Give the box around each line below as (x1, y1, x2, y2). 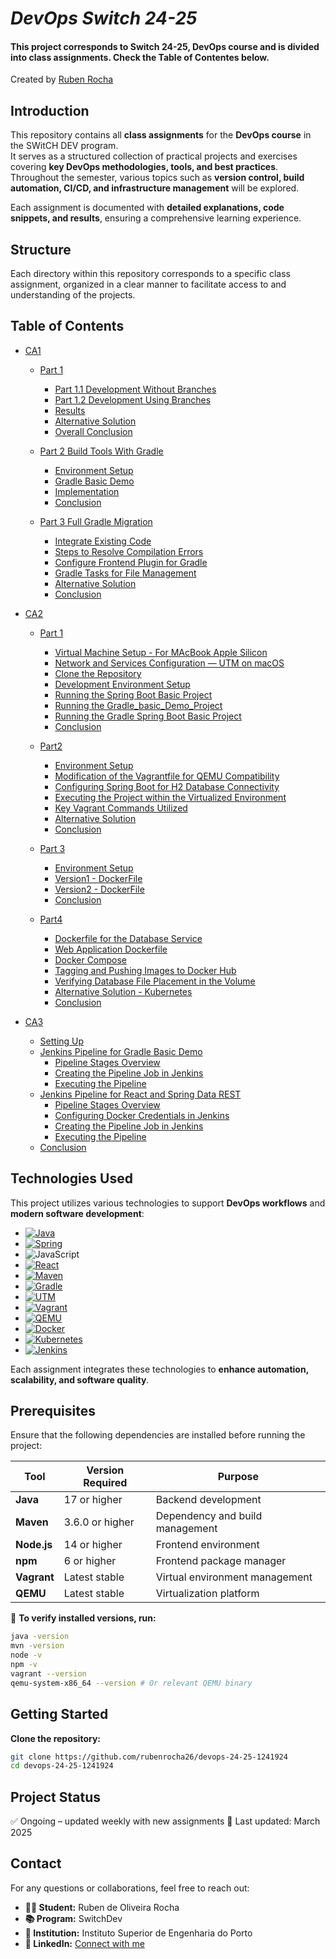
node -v (10, 1650, 43, 1661)
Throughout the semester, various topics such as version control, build (10, 172, 305, 184)
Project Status (10, 1788, 102, 1806)
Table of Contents (10, 318, 125, 335)
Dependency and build (155, 1509, 263, 1523)
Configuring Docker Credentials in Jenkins (54, 1109, 230, 1121)
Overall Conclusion (54, 425, 133, 437)
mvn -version (10, 1641, 65, 1651)
